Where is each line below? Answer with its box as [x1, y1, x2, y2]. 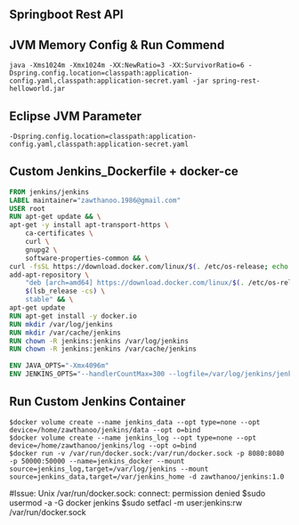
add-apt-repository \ [9, 271, 90, 279]
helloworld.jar [9, 85, 66, 93]
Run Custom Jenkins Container [9, 394, 186, 409]
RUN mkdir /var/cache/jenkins [9, 328, 122, 337]
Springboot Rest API [9, 7, 124, 22]
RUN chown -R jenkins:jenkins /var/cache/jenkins [9, 344, 198, 354]
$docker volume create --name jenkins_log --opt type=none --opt [9, 433, 256, 442]
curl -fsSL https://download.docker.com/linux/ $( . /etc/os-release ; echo [9, 262, 289, 271]
